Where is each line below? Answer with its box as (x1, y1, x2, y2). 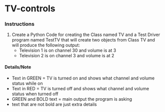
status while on (11, 80, 43, 86)
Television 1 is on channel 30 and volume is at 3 (19, 47, 117, 53)
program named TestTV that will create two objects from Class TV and (11, 37, 155, 43)
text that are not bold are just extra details (11, 101, 97, 107)
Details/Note (4, 64, 32, 70)
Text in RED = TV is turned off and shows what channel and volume (11, 85, 149, 91)
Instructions (4, 21, 35, 28)
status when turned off (11, 91, 59, 97)
